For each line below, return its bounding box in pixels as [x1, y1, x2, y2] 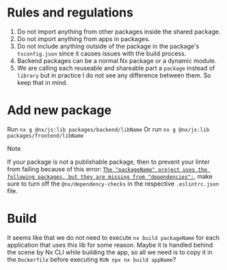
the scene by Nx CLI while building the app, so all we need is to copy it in [7, 248, 213, 256]
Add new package [7, 103, 111, 118]
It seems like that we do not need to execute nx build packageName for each [7, 233, 220, 241]
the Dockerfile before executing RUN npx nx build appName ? [7, 255, 176, 263]
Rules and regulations [7, 5, 133, 21]
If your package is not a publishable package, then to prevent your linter [7, 158, 210, 166]
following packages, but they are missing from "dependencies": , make [7, 172, 213, 180]
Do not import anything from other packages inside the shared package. [16, 27, 221, 36]
